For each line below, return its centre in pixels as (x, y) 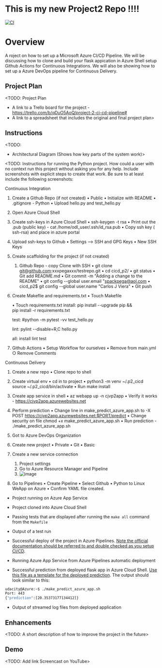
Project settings (35, 463)
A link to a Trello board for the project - (51, 107)
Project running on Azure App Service (50, 498)
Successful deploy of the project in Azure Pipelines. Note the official (80, 541)
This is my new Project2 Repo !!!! (72, 9)
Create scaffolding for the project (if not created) (61, 256)
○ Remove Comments (34, 353)
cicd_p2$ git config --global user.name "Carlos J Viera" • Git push (86, 286)
